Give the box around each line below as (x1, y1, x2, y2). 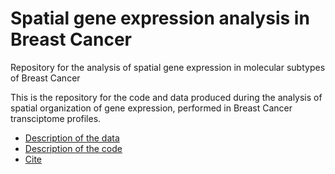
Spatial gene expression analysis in (10, 7, 310, 30)
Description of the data (24, 132, 120, 144)
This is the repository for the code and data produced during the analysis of (10, 91, 323, 103)
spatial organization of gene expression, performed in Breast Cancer (10, 102, 293, 114)
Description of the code (24, 142, 123, 154)
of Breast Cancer (10, 72, 81, 84)
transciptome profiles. (10, 112, 102, 124)
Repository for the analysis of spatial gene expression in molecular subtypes (10, 61, 326, 73)
